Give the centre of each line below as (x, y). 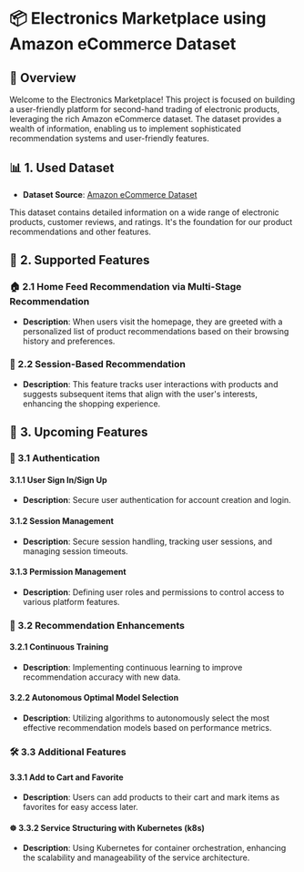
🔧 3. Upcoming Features (79, 432)
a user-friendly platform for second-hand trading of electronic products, (145, 109)
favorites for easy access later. (80, 807)
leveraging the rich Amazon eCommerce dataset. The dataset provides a (146, 119)
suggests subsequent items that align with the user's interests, (140, 394)
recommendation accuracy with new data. (101, 677)
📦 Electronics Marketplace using (138, 19)
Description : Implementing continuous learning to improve (132, 667)
